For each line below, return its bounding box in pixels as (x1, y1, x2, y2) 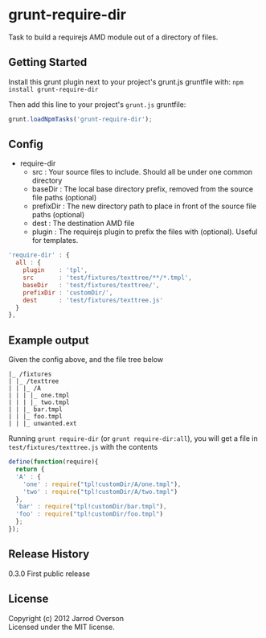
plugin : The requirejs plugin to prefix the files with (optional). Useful (31, 227, 258, 237)
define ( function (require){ (8, 458, 99, 466)
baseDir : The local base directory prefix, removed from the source (31, 184, 254, 194)
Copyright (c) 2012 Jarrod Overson (8, 613, 125, 623)
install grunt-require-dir (8, 85, 99, 93)
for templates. (31, 236, 79, 245)
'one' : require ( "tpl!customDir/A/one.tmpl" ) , (23, 480, 182, 488)
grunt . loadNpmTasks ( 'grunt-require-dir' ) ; (8, 115, 153, 123)
